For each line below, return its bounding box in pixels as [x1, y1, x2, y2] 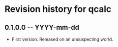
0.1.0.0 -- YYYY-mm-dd [4, 23, 80, 32]
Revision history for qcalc [4, 3, 112, 15]
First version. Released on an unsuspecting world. [11, 36, 114, 42]
